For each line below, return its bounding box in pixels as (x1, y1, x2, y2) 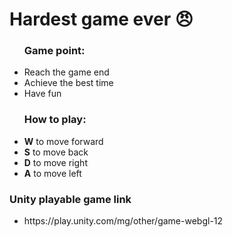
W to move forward (23, 135, 104, 147)
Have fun (23, 88, 62, 100)
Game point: (23, 44, 86, 58)
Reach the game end (23, 66, 110, 78)
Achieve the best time (23, 77, 114, 89)
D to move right (23, 156, 88, 168)
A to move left (23, 167, 82, 179)
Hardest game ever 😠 (9, 8, 194, 31)
